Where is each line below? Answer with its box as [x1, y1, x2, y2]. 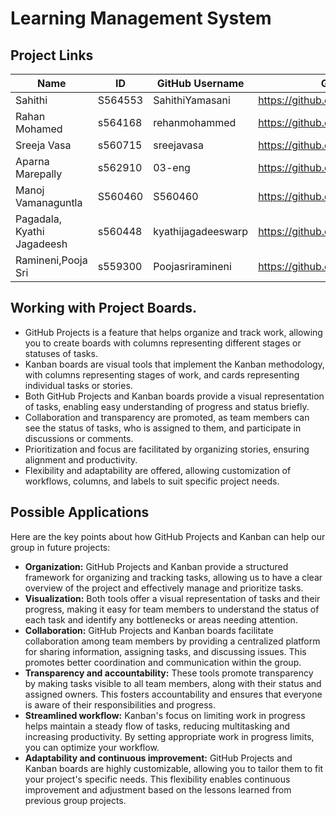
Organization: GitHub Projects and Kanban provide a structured [24, 560, 289, 572]
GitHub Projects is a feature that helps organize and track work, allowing [24, 326, 323, 338]
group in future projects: [10, 541, 111, 553]
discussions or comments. [24, 432, 134, 444]
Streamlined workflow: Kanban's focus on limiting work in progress [24, 709, 306, 721]
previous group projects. [24, 794, 127, 806]
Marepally [15, 167, 63, 181]
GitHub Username [156, 77, 245, 90]
